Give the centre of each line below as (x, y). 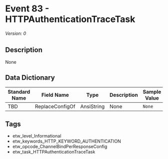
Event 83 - (27, 9)
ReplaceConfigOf (55, 106)
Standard (19, 92)
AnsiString (92, 106)
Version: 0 (16, 33)
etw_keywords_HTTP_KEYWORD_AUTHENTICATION (67, 141)
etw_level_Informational (37, 136)
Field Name (55, 95)
